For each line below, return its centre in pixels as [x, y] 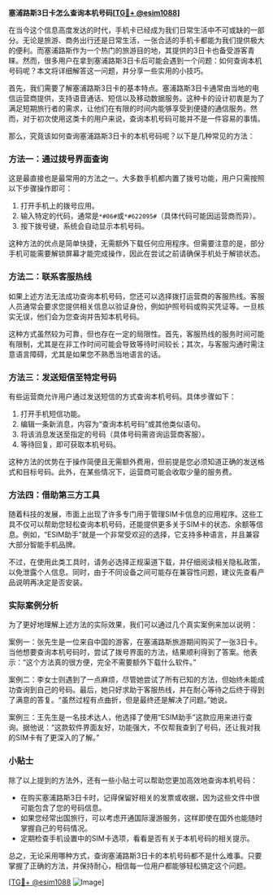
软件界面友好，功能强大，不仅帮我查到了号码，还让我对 [161, 727]
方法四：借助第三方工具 [54, 494]
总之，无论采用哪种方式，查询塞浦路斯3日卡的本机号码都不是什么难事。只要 [135, 855]
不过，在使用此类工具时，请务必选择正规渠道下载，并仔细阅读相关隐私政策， [136, 562]
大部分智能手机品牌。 [44, 545]
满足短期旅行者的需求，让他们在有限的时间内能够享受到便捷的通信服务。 [129, 108]
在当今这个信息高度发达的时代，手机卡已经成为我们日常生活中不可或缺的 [129, 30]
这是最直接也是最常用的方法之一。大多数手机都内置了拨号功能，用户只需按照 [136, 178]
